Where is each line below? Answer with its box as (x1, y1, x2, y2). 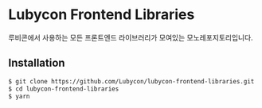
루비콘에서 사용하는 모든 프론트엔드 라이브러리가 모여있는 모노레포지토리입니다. (8, 33, 253, 42)
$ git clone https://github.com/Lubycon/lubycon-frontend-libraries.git (8, 77, 255, 85)
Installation (8, 56, 65, 70)
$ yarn (8, 92, 30, 100)
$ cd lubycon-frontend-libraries (8, 85, 119, 93)
